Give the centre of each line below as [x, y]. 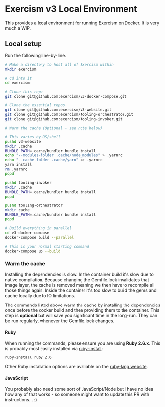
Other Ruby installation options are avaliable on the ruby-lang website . [77, 367]
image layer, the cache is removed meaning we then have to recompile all [80, 285]
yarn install [19, 164]
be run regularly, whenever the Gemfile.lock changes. [60, 321]
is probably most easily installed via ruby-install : [54, 349]
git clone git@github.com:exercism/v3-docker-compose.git [66, 97]
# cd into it [19, 78]
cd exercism [17, 83]
